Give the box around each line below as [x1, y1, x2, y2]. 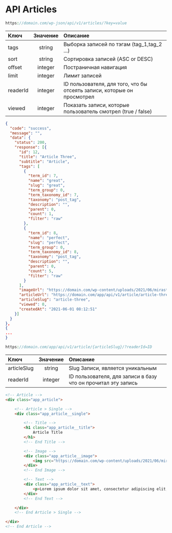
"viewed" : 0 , [18, 302, 47, 307]
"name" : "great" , [28, 178, 66, 183]
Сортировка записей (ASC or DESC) [63, 55, 154, 62]
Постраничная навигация [63, 63, 127, 71]
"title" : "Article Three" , [18, 154, 77, 159]
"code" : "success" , [10, 125, 52, 131]
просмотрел [63, 93, 95, 100]
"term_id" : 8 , [28, 230, 58, 236]
